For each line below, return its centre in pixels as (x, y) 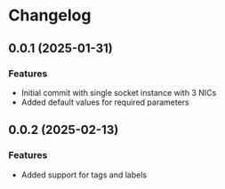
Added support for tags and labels (84, 175)
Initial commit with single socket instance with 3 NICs (119, 92)
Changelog (50, 16)
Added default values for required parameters (105, 102)
